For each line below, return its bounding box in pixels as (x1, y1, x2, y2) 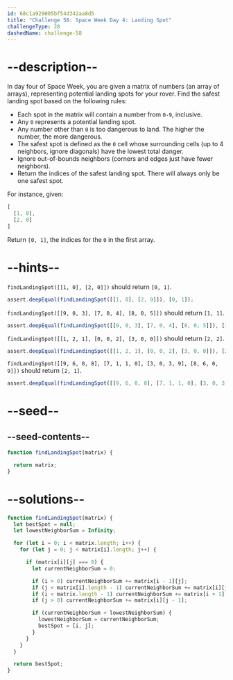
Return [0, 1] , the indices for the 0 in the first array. (7, 235, 155, 243)
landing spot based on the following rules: (7, 97, 127, 105)
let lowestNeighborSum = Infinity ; (13, 528, 116, 534)
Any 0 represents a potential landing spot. (17, 118, 137, 126)
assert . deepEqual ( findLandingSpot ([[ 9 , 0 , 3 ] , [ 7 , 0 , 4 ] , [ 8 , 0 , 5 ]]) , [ (7, 322, 225, 329)
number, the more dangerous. (17, 132, 103, 141)
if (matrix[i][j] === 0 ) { (25, 559, 104, 566)
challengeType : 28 (7, 23, 60, 30)
